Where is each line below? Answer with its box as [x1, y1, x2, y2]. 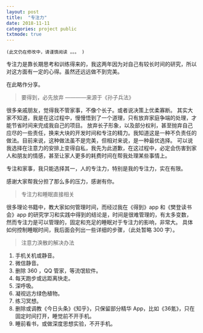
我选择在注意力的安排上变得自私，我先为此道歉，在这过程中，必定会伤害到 [6, 145, 192, 152]
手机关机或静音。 [14, 252, 58, 259]
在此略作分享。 [6, 81, 43, 88]
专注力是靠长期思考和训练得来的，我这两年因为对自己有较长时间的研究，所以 [6, 61, 197, 68]
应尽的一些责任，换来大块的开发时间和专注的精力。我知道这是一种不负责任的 [6, 130, 197, 137]
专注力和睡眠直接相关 [21, 191, 74, 198]
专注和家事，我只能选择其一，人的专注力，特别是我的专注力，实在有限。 [6, 165, 186, 173]
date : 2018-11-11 [6, 20, 50, 26]
